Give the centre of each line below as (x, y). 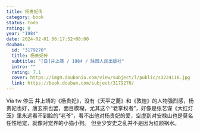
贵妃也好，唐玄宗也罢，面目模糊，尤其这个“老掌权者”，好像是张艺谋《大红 (97, 108)
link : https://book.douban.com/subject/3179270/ (73, 83)
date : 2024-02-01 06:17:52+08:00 (48, 39)
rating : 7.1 (26, 72)
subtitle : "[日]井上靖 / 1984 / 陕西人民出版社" (68, 61)
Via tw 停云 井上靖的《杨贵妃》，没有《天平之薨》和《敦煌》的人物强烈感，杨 (100, 101)
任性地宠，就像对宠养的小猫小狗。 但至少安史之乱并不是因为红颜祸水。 (93, 123)
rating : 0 (18, 28)
